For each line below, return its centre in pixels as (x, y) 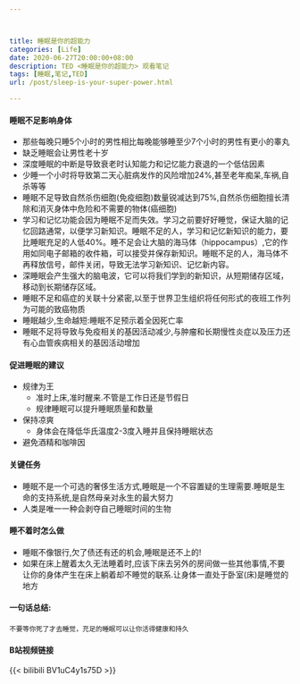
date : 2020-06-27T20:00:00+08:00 (71, 58)
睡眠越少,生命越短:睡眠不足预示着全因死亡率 (103, 321)
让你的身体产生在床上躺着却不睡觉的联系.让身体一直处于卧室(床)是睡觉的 (155, 574)
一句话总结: (30, 608)
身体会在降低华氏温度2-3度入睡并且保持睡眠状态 (125, 431)
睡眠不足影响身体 (41, 120)
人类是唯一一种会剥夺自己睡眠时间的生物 (96, 508)
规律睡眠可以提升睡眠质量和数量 (94, 409)
